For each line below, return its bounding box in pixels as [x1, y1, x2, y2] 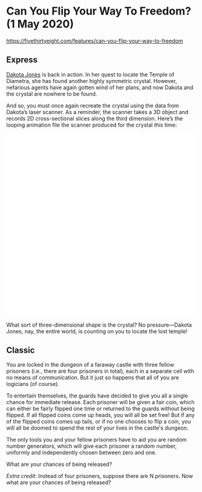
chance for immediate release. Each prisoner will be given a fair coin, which [6, 399, 195, 406]
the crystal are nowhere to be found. [6, 90, 97, 98]
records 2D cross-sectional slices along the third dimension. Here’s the [6, 115, 183, 122]
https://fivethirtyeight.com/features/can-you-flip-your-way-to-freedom [6, 37, 183, 44]
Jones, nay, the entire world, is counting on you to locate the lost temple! [6, 327, 187, 334]
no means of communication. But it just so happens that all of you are [6, 374, 180, 381]
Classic [6, 345, 35, 356]
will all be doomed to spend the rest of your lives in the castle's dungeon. [6, 424, 189, 431]
